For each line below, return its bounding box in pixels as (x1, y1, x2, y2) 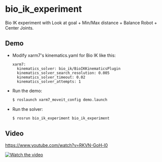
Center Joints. (5, 25, 34, 31)
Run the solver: (12, 106, 43, 112)
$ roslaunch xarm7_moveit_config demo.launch (12, 97, 107, 102)
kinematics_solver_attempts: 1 (17, 79, 81, 84)
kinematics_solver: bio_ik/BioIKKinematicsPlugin (17, 66, 121, 71)
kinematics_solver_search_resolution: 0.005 (17, 70, 110, 75)
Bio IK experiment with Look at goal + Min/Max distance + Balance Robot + (5, 20, 158, 26)
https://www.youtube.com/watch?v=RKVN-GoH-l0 (5, 142, 108, 148)
